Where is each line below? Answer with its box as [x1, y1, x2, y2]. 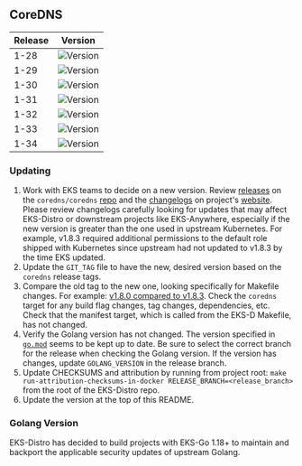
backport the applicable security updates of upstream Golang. [9, 447, 241, 458]
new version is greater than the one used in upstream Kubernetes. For [22, 223, 283, 234]
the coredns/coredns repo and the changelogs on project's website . [22, 194, 273, 206]
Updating [9, 164, 51, 177]
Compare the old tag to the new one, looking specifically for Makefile [22, 281, 279, 292]
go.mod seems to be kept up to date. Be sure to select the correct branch [22, 339, 291, 349]
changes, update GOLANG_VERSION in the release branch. [22, 358, 227, 368]
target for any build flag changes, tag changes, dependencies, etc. [22, 300, 270, 311]
